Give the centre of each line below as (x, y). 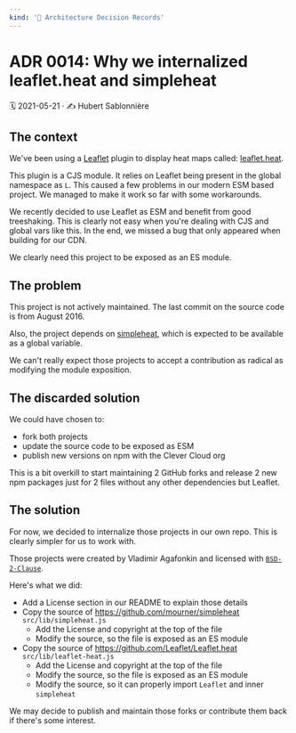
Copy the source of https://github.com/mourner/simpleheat (131, 612)
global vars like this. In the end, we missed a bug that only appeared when (145, 231)
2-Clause (25, 568)
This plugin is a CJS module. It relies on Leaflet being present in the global (145, 175)
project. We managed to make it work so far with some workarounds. (136, 195)
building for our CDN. (48, 240)
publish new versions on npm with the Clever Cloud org (124, 456)
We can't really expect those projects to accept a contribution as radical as (146, 361)
